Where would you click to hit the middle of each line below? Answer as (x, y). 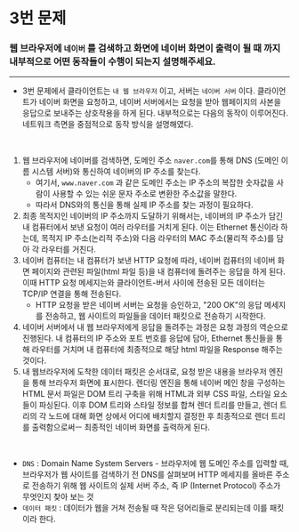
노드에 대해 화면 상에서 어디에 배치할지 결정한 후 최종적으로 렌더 (159, 416)
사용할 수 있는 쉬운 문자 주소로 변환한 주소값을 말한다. (145, 194)
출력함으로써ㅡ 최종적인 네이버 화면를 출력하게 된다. (121, 427)
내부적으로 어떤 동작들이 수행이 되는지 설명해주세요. (113, 61)
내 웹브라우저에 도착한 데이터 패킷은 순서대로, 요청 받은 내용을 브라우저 (144, 372)
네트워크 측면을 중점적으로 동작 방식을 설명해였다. (108, 125)
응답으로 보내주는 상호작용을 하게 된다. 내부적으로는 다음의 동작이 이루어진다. (155, 113)
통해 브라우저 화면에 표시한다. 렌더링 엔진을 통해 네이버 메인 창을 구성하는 (159, 383)
